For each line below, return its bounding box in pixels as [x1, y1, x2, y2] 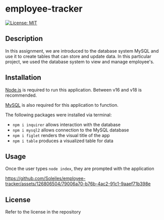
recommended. [5, 92, 37, 98]
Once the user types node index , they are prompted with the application [5, 165, 154, 172]
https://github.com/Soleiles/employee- [5, 175, 86, 182]
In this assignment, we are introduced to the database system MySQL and [5, 48, 159, 54]
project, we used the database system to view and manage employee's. [5, 59, 154, 65]
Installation [5, 73, 41, 82]
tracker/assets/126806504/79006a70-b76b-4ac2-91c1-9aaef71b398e [5, 181, 151, 187]
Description [5, 34, 43, 43]
